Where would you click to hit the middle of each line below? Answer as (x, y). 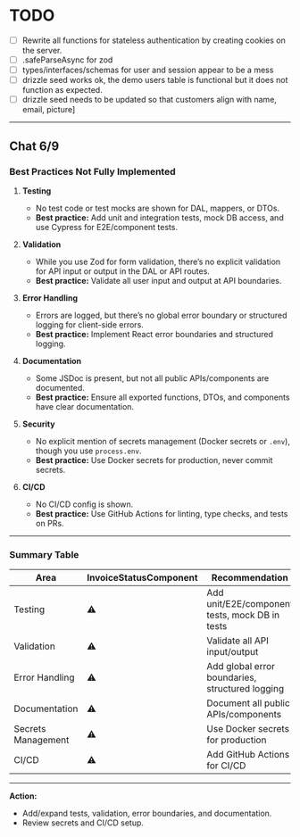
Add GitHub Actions (248, 755)
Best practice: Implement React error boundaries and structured (154, 334)
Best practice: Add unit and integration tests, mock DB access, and (159, 217)
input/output (233, 652)
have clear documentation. (85, 406)
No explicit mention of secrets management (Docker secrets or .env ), (162, 441)
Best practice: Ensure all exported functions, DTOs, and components (162, 397)
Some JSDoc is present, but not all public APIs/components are (152, 378)
